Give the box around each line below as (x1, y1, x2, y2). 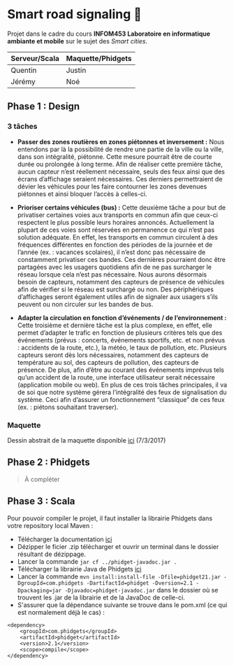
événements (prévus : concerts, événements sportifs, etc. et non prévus (17, 335, 226, 344)
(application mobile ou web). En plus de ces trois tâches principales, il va (17, 380, 228, 389)
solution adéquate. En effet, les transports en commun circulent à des (17, 233, 218, 241)
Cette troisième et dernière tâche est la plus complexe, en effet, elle (17, 321, 213, 329)
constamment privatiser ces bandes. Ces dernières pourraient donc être (17, 255, 226, 263)
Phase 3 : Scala (7, 495, 75, 507)
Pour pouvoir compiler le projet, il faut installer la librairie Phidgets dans (7, 514, 213, 522)
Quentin (10, 65, 37, 75)
